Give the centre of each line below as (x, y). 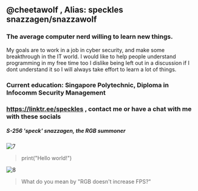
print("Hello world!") (46, 158)
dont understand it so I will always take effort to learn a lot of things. (91, 69)
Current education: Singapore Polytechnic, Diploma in (87, 85)
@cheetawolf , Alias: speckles (65, 10)
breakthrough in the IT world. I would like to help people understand (91, 56)
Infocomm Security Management (56, 92)
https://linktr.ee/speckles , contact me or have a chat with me (99, 109)
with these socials (34, 116)
